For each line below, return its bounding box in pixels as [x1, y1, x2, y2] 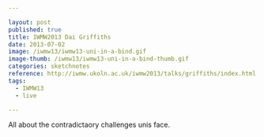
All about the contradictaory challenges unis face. [8, 120, 171, 130]
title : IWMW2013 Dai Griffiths [8, 33, 111, 41]
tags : [8, 76, 26, 85]
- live [15, 91, 37, 99]
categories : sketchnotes [8, 62, 90, 71]
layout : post [8, 18, 51, 26]
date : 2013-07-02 [8, 40, 66, 48]
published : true [8, 25, 62, 34]
